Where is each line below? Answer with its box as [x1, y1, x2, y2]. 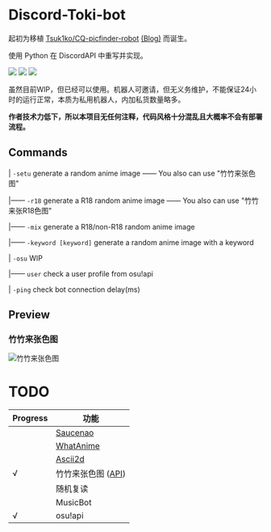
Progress [12, 412, 48, 424]
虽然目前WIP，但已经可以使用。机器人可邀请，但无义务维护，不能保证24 [8, 84, 250, 94]
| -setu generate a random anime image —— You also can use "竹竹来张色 [8, 168, 256, 178]
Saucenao [56, 427, 94, 438]
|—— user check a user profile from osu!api [8, 268, 153, 278]
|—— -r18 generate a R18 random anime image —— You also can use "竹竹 [8, 196, 260, 205]
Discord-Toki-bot [8, 6, 127, 24]
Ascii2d [56, 454, 85, 465]
